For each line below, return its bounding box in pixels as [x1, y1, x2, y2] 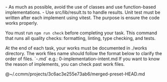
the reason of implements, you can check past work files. [5, 61, 125, 67]
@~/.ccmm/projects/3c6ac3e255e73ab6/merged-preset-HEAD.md [5, 71, 145, 77]
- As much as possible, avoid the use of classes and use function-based [5, 4, 156, 10]
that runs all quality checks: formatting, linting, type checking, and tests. [5, 35, 156, 41]
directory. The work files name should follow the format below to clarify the [5, 51, 162, 56]
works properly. [5, 20, 38, 26]
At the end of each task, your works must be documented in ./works [5, 45, 147, 51]
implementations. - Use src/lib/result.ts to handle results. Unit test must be [5, 9, 160, 15]
